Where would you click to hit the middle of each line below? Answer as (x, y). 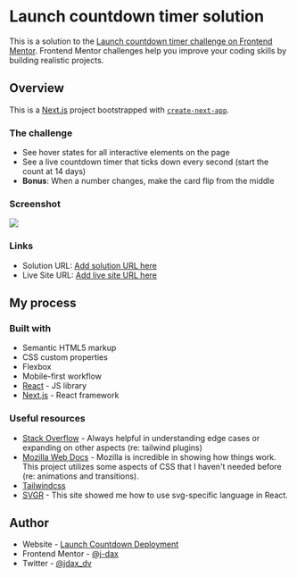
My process (43, 303)
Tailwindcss (44, 485)
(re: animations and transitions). (81, 476)
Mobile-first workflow (62, 376)
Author (29, 523)
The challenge (41, 133)
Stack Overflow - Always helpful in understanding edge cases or (141, 438)
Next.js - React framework (70, 396)
